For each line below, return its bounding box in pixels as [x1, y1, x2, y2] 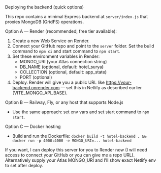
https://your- [105, 79, 132, 85]
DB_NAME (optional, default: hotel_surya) [19, 64, 104, 70]
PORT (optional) [19, 74, 53, 80]
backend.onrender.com [12, 85, 60, 90]
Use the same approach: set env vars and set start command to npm [12, 109, 149, 115]
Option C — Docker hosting [5, 124, 61, 129]
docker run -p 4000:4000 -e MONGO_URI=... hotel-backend [12, 138, 132, 143]
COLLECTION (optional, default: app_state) [19, 69, 107, 75]
